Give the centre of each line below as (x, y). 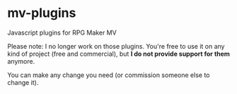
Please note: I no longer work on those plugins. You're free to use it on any (116, 46)
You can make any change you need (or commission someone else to (109, 75)
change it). (23, 82)
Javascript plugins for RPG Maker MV (62, 33)
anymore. (21, 61)
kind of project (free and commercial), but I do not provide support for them (118, 54)
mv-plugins (42, 13)
